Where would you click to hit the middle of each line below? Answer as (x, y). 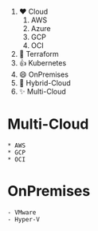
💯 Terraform (39, 54)
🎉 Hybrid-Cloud (45, 83)
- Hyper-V (24, 219)
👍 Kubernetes (43, 63)
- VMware (22, 212)
